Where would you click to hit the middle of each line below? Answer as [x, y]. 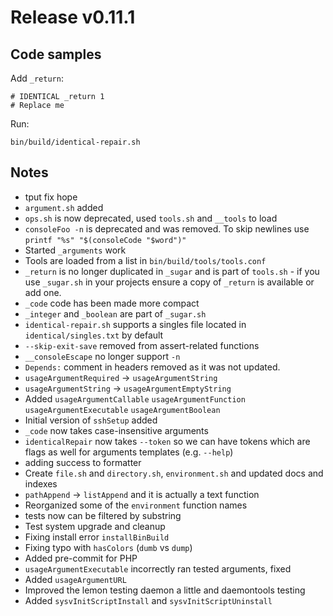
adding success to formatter [83, 462]
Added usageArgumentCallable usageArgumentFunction [135, 398]
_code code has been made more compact [112, 303]
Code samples [56, 54]
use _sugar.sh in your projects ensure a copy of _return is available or [169, 282]
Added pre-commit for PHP [81, 558]
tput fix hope [51, 197]
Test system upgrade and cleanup [95, 526]
